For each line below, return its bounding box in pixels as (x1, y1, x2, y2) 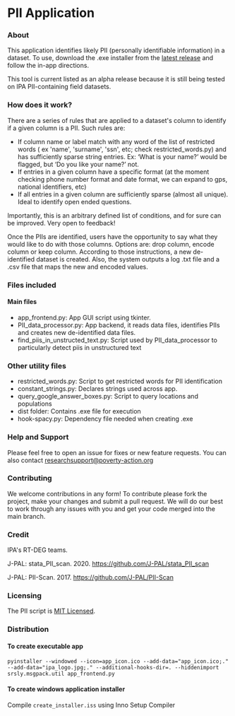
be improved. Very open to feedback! (7, 218, 116, 227)
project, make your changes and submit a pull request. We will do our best (7, 497, 224, 505)
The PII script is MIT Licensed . (7, 606, 96, 616)
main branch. (7, 512, 46, 520)
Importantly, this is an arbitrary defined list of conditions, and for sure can (7, 211, 222, 220)
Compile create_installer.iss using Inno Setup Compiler (7, 700, 176, 709)
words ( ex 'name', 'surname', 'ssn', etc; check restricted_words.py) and (17, 145, 227, 153)
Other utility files (7, 360, 67, 370)
